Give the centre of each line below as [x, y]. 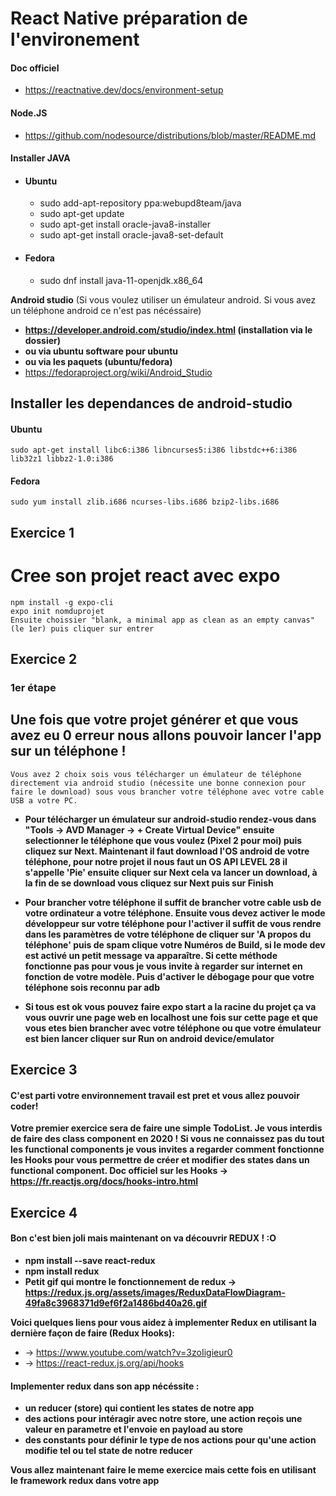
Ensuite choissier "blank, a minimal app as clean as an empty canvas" [162, 620]
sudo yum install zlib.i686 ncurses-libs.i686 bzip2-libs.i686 [145, 502]
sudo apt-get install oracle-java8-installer [125, 224]
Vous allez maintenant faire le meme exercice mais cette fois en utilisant [163, 1470]
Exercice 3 [44, 1070]
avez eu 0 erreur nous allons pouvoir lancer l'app [166, 735]
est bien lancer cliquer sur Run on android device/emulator [149, 1038]
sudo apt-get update [82, 214]
